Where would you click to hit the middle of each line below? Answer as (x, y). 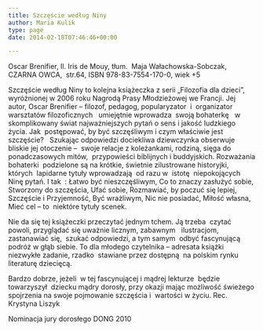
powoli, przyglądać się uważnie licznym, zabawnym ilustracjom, (113, 230)
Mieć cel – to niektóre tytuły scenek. (68, 207)
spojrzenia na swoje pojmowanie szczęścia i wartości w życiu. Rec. (118, 296)
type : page (26, 30)
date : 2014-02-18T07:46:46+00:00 (63, 37)
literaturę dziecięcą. (40, 264)
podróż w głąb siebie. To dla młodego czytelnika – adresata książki (116, 247)
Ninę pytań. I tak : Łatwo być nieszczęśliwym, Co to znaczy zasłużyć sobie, (131, 182)
